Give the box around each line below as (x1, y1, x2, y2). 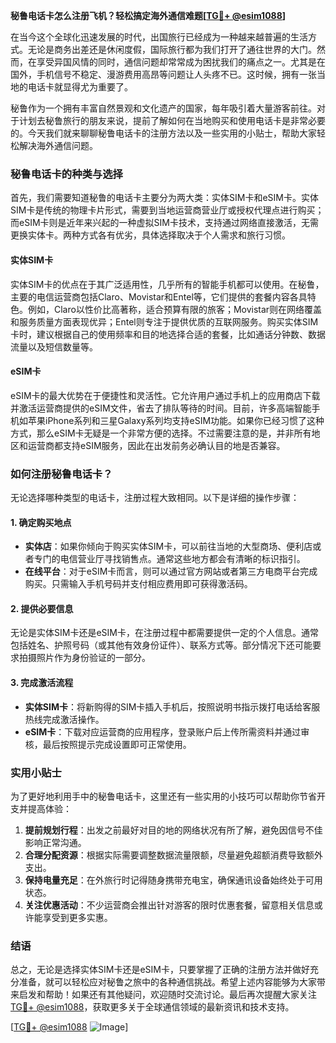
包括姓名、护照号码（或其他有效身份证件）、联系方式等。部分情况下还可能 (10, 639, 313, 651)
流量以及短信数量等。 (10, 340, 98, 353)
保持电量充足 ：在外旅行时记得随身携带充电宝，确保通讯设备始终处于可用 (24, 874, 323, 886)
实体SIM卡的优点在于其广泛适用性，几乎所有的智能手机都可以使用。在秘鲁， (10, 278, 325, 290)
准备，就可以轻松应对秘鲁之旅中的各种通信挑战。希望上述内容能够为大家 (18, 976, 317, 988)
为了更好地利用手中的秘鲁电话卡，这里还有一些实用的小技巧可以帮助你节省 (10, 790, 317, 802)
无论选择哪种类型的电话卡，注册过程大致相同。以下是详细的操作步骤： (10, 492, 300, 503)
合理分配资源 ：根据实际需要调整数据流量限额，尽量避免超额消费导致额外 (24, 849, 323, 861)
